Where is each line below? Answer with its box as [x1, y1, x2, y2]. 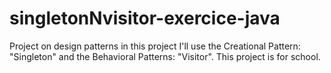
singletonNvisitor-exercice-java [9, 7, 281, 30]
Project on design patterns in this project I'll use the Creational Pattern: [9, 40, 301, 52]
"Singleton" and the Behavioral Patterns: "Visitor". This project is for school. [9, 50, 321, 62]
